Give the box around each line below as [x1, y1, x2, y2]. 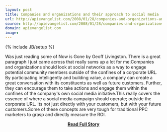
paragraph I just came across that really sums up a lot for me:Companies [5, 59, 154, 65]
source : [5, 21, 21, 26]
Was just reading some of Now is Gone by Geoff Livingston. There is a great [5, 54, 161, 60]
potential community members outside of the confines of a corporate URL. [5, 69, 158, 75]
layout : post [5, 7, 32, 12]
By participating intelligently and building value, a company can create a [5, 75, 153, 80]
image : [5, 30, 19, 35]
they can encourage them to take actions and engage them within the [5, 85, 148, 91]
